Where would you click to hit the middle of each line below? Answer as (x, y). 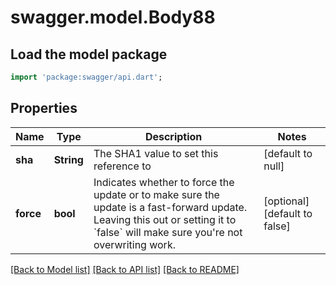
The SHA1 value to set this (156, 153)
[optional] (286, 201)
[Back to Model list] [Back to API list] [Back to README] (125, 269)
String (68, 159)
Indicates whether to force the (164, 182)
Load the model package (89, 54)
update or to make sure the (156, 194)
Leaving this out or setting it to (165, 219)
